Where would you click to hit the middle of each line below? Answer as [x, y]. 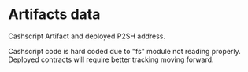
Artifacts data [54, 14]
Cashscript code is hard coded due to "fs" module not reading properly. [125, 51]
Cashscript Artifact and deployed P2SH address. [87, 36]
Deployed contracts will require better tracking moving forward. [111, 59]
